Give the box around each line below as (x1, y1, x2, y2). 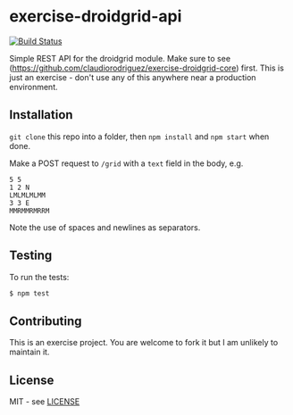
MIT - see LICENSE (9, 396, 80, 407)
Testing (9, 248, 53, 263)
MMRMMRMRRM (9, 206, 50, 215)
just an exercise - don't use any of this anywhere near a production (9, 71, 256, 82)
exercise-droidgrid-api (9, 6, 182, 27)
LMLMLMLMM (9, 190, 46, 200)
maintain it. (9, 346, 50, 358)
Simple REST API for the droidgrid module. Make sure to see (9, 53, 230, 63)
